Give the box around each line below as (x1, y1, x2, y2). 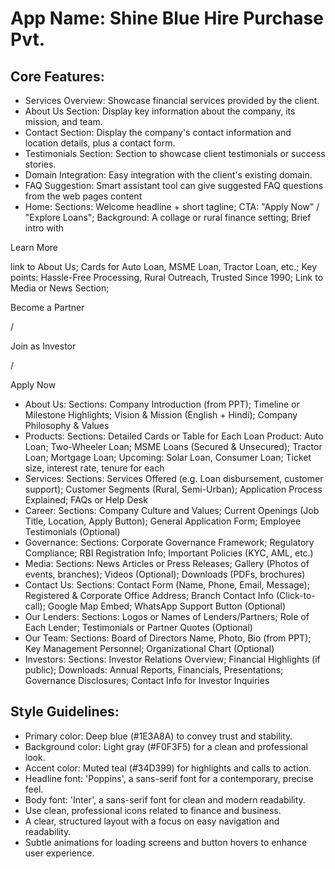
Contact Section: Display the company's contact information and (24, 127, 292, 138)
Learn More (10, 242, 59, 253)
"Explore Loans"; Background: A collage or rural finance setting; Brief (24, 212, 312, 223)
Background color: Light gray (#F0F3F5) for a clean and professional (24, 740, 308, 752)
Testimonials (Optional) (24, 526, 121, 537)
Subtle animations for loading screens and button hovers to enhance (24, 836, 308, 848)
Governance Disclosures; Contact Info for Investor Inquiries (24, 675, 270, 686)
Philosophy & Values (24, 420, 110, 431)
